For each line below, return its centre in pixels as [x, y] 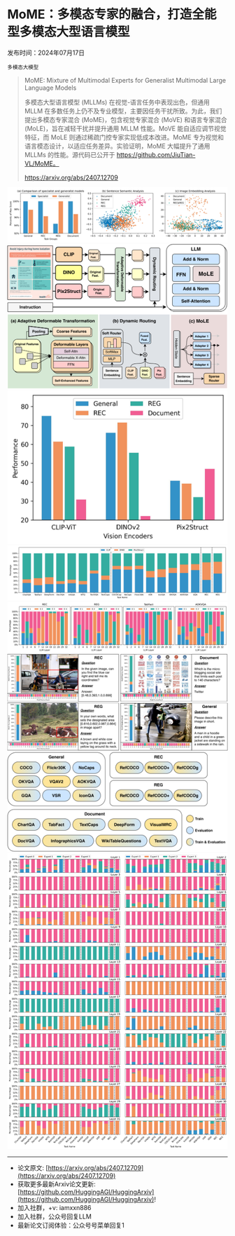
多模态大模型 [23, 67]
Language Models [50, 88]
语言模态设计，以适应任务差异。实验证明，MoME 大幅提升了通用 [117, 146]
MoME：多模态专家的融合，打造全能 [112, 14]
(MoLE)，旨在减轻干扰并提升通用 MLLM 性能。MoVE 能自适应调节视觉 [125, 128]
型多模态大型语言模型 [69, 32]
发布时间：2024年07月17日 [46, 53]
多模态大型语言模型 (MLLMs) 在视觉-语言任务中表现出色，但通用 [117, 102]
